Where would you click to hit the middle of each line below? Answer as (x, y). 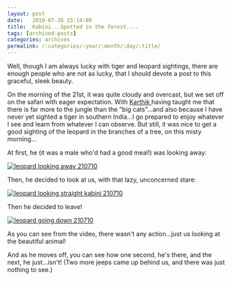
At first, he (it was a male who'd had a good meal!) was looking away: (107, 152)
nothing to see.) (30, 269)
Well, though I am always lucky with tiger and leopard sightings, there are (113, 66)
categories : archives (39, 40)
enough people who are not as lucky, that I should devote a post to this (109, 73)
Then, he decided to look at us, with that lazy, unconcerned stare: (102, 180)
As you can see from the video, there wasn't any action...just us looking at (114, 234)
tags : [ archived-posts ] (42, 33)
